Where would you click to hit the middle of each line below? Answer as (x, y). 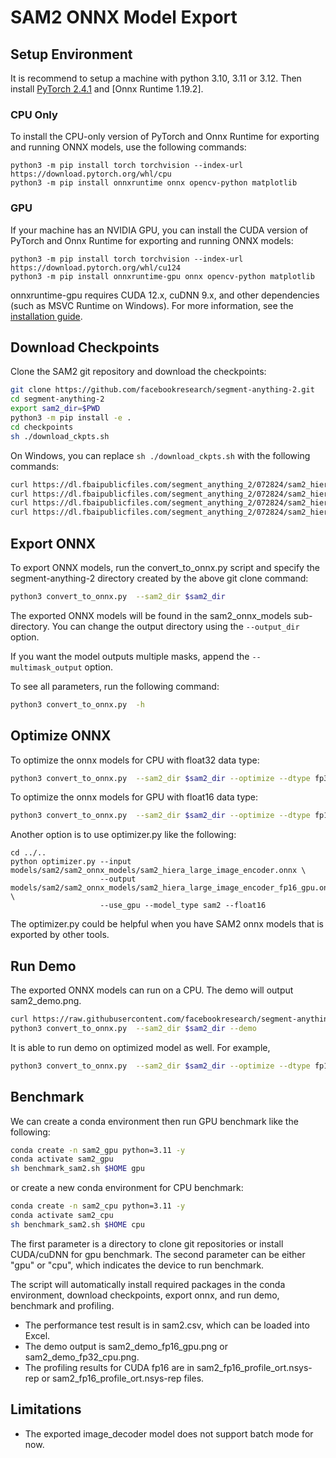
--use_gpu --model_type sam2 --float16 (183, 906)
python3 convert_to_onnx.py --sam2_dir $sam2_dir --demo (133, 1028)
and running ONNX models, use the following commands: (128, 147)
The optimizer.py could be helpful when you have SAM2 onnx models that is (167, 924)
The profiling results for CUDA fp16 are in (109, 1367)
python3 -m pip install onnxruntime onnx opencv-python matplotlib (154, 183)
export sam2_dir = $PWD (55, 409)
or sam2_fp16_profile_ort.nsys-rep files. (123, 1378)
